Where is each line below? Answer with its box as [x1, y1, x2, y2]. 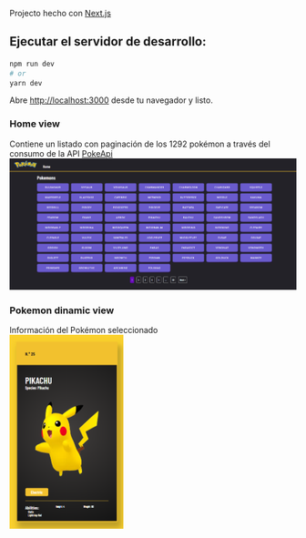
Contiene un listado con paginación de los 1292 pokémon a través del [9, 138, 270, 149]
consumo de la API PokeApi [9, 147, 114, 158]
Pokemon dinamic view [9, 304, 115, 317]
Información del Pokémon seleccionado [9, 325, 158, 336]
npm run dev [9, 59, 55, 68]
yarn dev [9, 78, 43, 87]
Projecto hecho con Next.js [9, 8, 112, 18]
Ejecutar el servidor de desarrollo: [9, 34, 207, 49]
